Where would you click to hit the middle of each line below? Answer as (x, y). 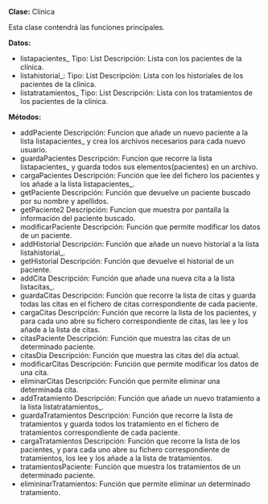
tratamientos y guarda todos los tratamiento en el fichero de (120, 424)
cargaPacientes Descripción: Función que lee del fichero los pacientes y (140, 175)
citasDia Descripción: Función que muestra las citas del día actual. (130, 355)
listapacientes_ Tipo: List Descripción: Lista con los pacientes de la (131, 58)
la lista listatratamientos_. (62, 407)
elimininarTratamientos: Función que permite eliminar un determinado (135, 484)
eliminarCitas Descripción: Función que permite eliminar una (120, 381)
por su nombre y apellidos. (64, 201)
